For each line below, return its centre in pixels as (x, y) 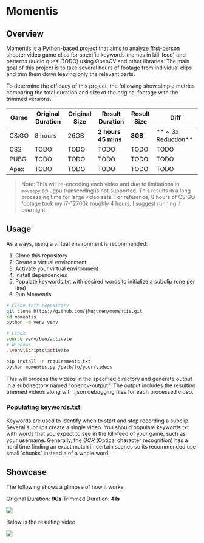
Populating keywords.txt (43, 407)
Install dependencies (41, 275)
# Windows (19, 345)
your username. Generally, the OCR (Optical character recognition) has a (97, 440)
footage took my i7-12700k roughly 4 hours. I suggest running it (101, 203)
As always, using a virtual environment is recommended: (77, 243)
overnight (33, 210)
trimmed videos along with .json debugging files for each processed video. (100, 391)
